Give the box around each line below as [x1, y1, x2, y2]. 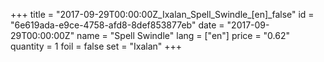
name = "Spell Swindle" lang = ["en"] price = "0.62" [76, 30, 290, 41]
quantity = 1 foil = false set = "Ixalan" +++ [10, 40, 183, 52]
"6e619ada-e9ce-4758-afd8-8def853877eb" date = [10, 19, 225, 31]
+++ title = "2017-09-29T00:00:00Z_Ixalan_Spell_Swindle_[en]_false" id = [10, 9, 315, 20]
